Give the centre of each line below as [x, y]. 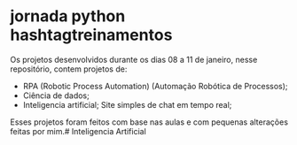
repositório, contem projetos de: [69, 69]
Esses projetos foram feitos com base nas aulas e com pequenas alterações [149, 122]
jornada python [68, 16]
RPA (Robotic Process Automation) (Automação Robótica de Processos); [155, 86]
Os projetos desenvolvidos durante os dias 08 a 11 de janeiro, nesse [134, 59]
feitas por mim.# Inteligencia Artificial [78, 131]
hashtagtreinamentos [91, 35]
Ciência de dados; [56, 95]
